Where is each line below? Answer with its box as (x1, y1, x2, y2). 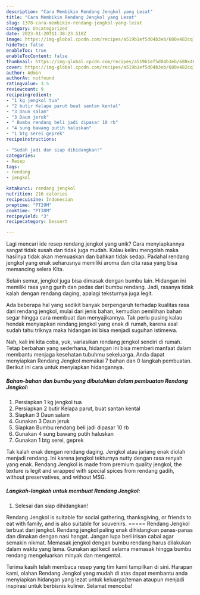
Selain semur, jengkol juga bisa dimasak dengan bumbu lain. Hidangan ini (6, 277, 186, 284)
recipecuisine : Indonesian (6, 196, 73, 203)
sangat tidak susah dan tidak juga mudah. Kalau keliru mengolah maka (6, 247, 179, 254)
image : (6, 36, 23, 42)
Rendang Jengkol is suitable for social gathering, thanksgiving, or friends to (6, 514, 192, 521)
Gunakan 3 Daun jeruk (14, 418, 70, 425)
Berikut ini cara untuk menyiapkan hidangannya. (6, 364, 124, 371)
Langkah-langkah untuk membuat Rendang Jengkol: (6, 487, 140, 494)
